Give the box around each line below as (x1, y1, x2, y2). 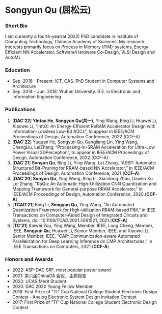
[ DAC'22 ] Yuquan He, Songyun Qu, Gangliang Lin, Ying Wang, (12, 139, 138, 145)
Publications (5, 106, 36, 113)
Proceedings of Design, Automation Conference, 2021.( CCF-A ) (12, 170, 140, 176)
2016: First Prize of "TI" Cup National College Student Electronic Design (12, 289, 158, 295)
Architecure (12, 83, 36, 89)
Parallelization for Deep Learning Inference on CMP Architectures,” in (12, 238, 153, 244)
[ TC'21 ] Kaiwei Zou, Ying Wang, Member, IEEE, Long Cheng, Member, (12, 222, 154, 229)
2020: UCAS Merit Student (12, 279, 67, 284)
